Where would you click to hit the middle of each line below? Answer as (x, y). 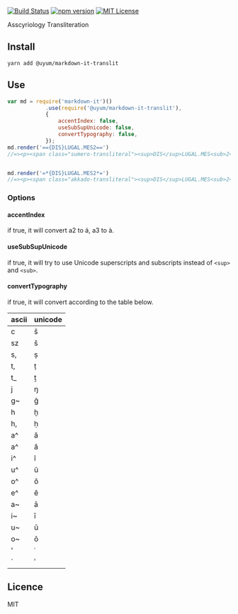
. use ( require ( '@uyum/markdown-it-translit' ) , (113, 108)
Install (21, 47)
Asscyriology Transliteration (48, 24)
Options (21, 198)
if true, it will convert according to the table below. (80, 302)
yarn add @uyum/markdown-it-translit (63, 63)
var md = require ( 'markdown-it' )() (60, 101)
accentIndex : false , (88, 121)
